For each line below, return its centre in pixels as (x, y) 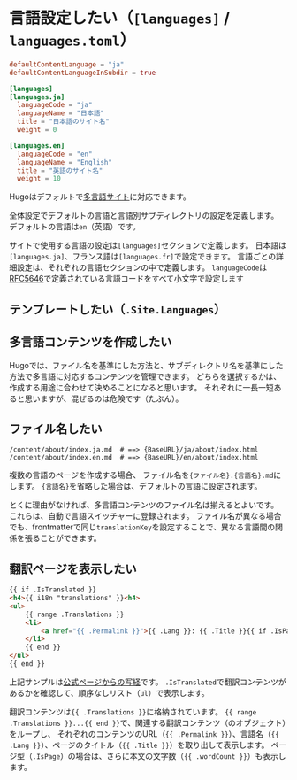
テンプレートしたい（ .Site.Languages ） (118, 309)
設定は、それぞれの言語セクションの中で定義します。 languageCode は (142, 267)
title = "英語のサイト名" (60, 170)
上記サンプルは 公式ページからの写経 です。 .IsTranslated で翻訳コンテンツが (148, 682)
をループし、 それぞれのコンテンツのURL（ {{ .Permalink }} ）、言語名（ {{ (145, 734)
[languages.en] (37, 146)
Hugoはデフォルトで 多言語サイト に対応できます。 (100, 197)
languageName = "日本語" (61, 113)
